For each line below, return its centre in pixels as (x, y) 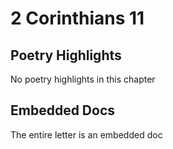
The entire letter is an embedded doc (86, 134)
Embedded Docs (63, 110)
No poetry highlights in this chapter (83, 79)
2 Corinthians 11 (77, 18)
